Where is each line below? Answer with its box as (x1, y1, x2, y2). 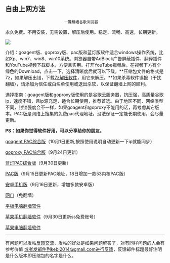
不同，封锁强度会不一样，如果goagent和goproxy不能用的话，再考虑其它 (5, 104, 155, 110)
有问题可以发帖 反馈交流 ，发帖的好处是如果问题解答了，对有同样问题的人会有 (5, 240, 165, 246)
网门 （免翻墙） (5, 192, 36, 198)
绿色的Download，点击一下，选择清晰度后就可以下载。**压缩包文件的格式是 (5, 68, 164, 74)
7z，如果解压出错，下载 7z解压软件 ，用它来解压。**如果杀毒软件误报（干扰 (5, 74, 162, 80)
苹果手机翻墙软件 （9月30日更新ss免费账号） (5, 213, 98, 220)
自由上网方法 (5, 5, 46, 14)
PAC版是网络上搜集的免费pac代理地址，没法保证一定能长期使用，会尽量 (14, 110, 163, 116)
